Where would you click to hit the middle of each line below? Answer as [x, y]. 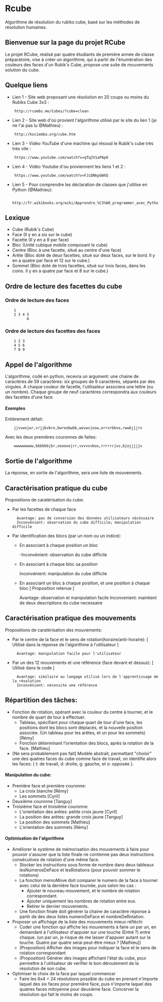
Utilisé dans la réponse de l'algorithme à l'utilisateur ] [65, 644]
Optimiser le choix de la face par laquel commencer [64, 974]
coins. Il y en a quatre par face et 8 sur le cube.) [60, 271]
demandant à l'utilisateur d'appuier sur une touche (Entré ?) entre [85, 932]
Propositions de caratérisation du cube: [45, 500]
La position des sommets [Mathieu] [55, 822]
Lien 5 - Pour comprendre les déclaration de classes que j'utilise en [80, 184]
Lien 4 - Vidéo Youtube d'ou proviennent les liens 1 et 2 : [69, 166]
